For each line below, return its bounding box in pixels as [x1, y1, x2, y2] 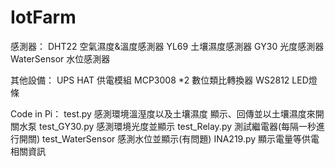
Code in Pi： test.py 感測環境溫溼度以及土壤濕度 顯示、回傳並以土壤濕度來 [10, 107, 316, 120]
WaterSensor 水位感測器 [10, 52, 111, 65]
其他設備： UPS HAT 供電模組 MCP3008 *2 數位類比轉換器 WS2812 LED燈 [10, 74, 318, 86]
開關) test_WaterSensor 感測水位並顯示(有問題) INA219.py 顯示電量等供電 [18, 132, 320, 145]
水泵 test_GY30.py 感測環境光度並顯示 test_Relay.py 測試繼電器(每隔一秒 [18, 120, 317, 132]
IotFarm [10, 6, 77, 29]
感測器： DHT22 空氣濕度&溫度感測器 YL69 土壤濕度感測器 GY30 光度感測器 [10, 40, 325, 52]
